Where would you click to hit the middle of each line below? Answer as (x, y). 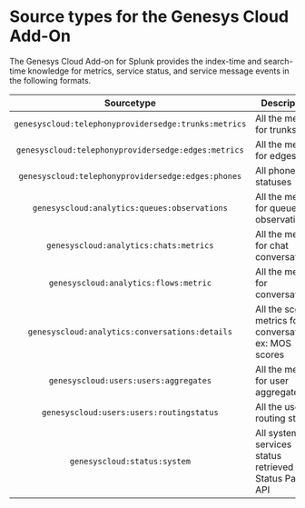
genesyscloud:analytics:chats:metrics (130, 245)
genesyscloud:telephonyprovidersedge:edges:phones (130, 176)
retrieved (275, 467)
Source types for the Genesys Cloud (149, 17)
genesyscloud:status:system (130, 461)
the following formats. (50, 80)
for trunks (276, 129)
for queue (276, 208)
